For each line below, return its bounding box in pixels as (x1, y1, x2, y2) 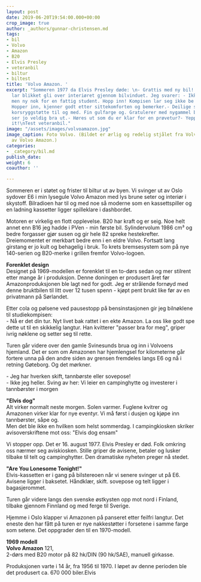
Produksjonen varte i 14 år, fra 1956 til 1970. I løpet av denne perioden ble (6, 563, 187, 570)
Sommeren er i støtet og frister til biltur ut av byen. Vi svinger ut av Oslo (6, 187, 183, 194)
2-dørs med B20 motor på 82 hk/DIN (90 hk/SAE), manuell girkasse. (6, 551, 175, 559)
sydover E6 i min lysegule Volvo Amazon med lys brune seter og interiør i (6, 193, 187, 201)
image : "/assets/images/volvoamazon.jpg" (6, 126, 111, 132)
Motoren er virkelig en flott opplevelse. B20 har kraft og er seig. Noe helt (6, 217, 185, 225)
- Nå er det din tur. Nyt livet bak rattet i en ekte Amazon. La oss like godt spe (6, 318, 195, 325)
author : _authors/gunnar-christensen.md (6, 25, 109, 32)
